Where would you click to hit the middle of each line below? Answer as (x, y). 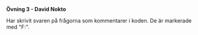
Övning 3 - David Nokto (36, 9)
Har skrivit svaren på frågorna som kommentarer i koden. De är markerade (99, 20)
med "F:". (18, 27)
